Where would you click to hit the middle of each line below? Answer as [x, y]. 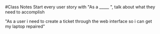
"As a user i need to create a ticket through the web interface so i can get [79, 21]
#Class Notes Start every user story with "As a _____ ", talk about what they [80, 7]
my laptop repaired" [25, 26]
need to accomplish [25, 12]
